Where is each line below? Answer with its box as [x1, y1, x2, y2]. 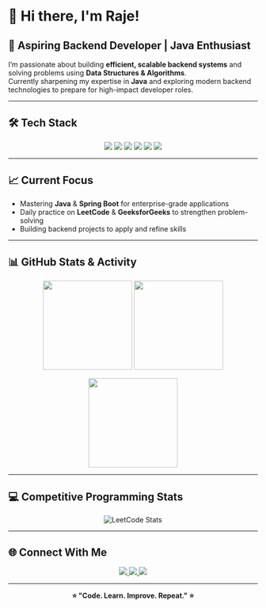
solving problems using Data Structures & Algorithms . [8, 68, 187, 78]
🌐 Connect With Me [8, 545, 108, 559]
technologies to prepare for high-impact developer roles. [8, 85, 194, 94]
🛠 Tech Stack [8, 117, 78, 130]
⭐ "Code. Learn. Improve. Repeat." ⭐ [71, 591, 195, 601]
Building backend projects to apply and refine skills [19, 224, 187, 233]
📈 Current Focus [8, 174, 93, 187]
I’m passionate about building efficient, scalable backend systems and [8, 59, 242, 69]
